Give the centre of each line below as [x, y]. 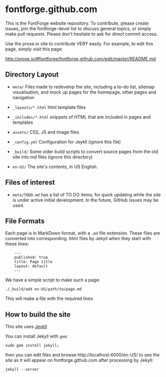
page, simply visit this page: [34, 49]
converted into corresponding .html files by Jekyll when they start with [78, 239]
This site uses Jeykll [26, 327]
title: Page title [33, 262]
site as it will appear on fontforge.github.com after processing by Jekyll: [79, 360]
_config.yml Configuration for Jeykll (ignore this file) [67, 141]
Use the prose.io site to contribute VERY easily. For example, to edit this [79, 43]
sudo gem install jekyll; [32, 346]
